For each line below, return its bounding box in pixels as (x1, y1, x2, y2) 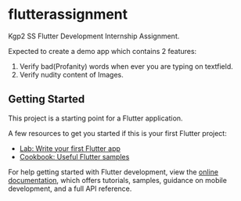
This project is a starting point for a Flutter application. (8, 113, 183, 123)
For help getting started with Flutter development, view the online (8, 167, 219, 177)
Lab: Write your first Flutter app (19, 143, 121, 153)
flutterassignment (8, 5, 128, 23)
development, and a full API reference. (8, 184, 132, 193)
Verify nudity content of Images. (19, 70, 124, 79)
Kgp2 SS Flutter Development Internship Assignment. (8, 31, 180, 41)
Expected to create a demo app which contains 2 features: (8, 46, 197, 56)
